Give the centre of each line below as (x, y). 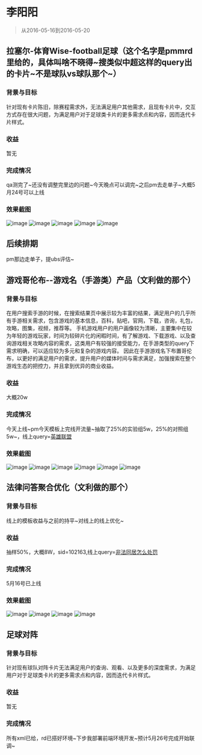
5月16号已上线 (24, 583)
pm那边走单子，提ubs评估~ (40, 259)
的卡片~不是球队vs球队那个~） (64, 74)
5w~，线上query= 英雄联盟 (39, 436)
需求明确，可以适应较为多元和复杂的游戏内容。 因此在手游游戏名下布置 (94, 351)
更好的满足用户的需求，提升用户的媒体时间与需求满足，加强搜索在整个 (109, 358)
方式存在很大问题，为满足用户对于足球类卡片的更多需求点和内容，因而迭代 (98, 114)
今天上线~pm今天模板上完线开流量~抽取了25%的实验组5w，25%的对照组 (97, 429)
